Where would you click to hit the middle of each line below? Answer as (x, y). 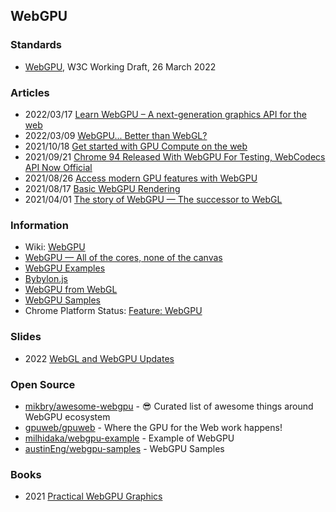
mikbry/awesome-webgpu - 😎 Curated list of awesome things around (169, 406)
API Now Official (58, 167)
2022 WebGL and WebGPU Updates (99, 358)
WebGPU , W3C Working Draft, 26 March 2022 (120, 66)
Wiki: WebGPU (55, 247)
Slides (26, 337)
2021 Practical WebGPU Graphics (93, 496)
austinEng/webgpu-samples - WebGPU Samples (124, 448)
